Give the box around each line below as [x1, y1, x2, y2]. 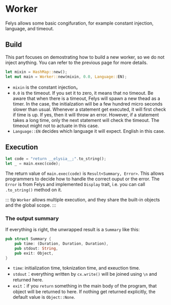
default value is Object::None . [12, 294, 75, 300]
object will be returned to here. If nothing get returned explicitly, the [12, 288, 156, 295]
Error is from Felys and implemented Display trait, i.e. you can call [5, 181, 145, 188]
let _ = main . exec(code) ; [5, 161, 60, 167]
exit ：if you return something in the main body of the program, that [12, 282, 157, 289]
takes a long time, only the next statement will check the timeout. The [12, 117, 160, 123]
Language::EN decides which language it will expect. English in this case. [12, 128, 165, 134]
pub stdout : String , [14, 246, 58, 251]
